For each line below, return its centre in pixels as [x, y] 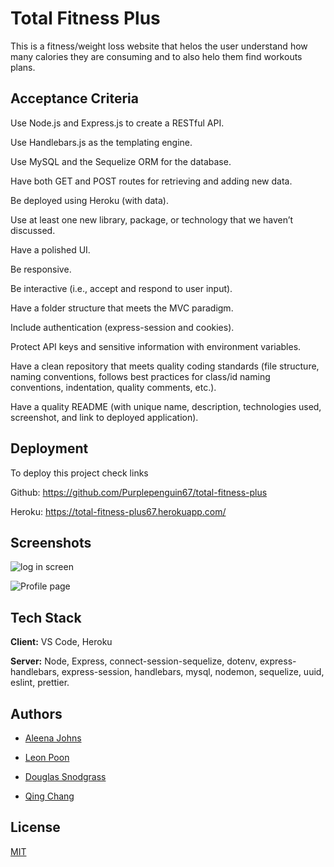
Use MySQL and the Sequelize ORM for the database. [121, 161]
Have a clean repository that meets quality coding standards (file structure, [165, 366]
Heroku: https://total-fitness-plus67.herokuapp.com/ [118, 511]
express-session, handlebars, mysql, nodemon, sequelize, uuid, [193, 672]
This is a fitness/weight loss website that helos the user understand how [159, 46]
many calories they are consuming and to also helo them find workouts [156, 56]
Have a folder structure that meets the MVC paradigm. [122, 308]
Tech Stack [46, 617]
